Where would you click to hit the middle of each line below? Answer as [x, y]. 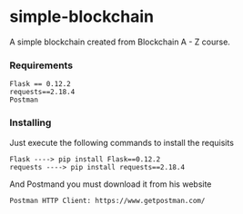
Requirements [41, 65]
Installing [30, 122]
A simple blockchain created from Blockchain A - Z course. [120, 42]
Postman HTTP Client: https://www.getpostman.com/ [107, 200]
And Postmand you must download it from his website [111, 184]
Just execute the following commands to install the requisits [122, 142]
